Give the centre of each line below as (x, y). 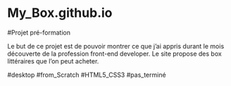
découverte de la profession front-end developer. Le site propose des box (114, 54)
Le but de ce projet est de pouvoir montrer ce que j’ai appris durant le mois (116, 46)
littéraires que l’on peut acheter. (53, 61)
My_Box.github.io (60, 13)
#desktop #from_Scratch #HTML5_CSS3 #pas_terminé (87, 75)
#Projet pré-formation (39, 32)
